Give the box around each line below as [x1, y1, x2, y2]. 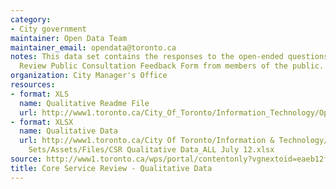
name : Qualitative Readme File [19, 98, 150, 108]
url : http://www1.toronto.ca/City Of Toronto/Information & [19, 136, 275, 146]
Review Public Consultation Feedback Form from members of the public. [19, 61, 325, 71]
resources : [10, 80, 56, 90]
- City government [10, 24, 87, 34]
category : [10, 14, 52, 25]
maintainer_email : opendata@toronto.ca [10, 42, 177, 53]
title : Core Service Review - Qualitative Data [10, 163, 213, 173]
